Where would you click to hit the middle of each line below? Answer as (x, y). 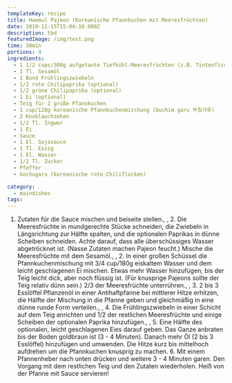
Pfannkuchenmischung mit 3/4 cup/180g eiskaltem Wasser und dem (114, 263)
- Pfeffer (27, 168)
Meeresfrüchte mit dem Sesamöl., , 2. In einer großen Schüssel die (112, 256)
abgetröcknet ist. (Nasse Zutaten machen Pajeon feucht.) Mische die (115, 249)
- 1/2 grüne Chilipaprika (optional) (68, 91)
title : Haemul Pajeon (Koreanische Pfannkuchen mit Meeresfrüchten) (108, 20)
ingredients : (26, 59)
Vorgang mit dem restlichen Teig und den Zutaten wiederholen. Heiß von (120, 366)
